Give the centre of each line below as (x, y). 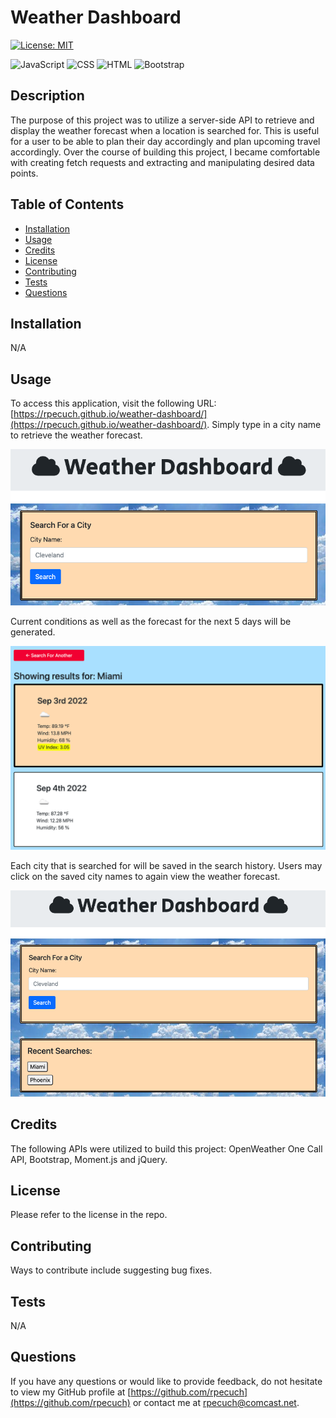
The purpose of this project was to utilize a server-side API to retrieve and (162, 120)
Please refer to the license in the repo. (89, 1215)
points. (24, 173)
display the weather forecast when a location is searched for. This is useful (165, 130)
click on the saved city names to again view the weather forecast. (145, 877)
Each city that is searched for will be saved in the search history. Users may (166, 866)
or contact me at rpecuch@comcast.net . (216, 1402)
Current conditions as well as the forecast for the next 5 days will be (151, 622)
